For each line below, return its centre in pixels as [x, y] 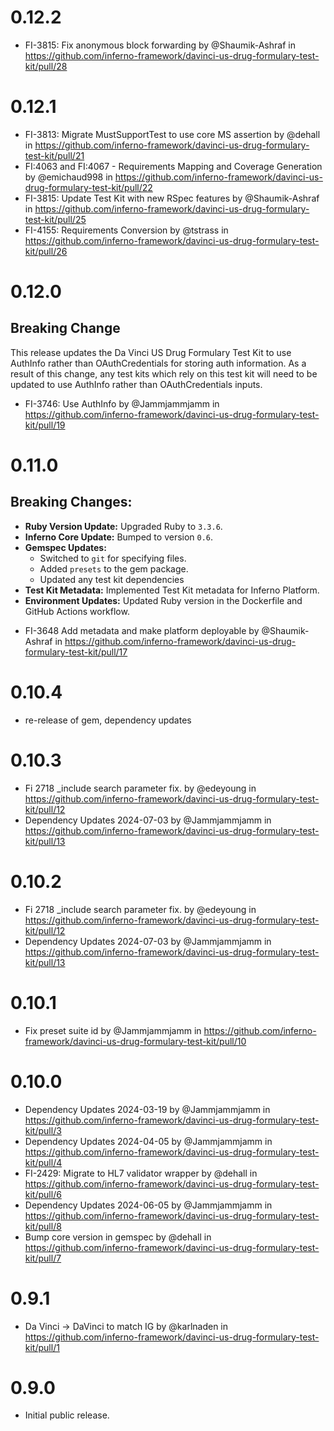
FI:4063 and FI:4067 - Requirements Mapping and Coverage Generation [173, 166]
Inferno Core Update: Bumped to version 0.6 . [119, 537]
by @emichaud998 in [68, 177]
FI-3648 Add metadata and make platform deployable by [142, 630]
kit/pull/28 [46, 66]
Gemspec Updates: [65, 547]
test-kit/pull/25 [55, 219]
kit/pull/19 [45, 425]
